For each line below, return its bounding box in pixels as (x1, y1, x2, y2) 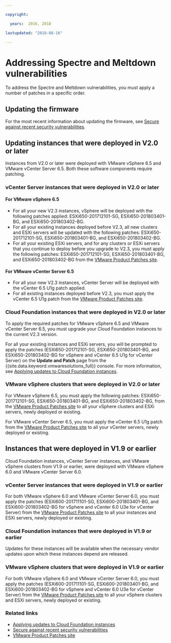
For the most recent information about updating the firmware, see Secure (5, 118, 159, 125)
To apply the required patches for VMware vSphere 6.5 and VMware (5, 320, 149, 326)
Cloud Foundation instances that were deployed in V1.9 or (5, 527, 152, 534)
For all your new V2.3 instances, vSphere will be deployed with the (12, 208, 153, 214)
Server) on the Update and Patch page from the (5, 357, 106, 363)
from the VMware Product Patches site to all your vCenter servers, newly (5, 424, 159, 430)
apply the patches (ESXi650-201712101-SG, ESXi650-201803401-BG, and (5, 346, 159, 352)
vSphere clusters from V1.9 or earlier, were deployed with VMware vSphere (5, 463, 164, 469)
